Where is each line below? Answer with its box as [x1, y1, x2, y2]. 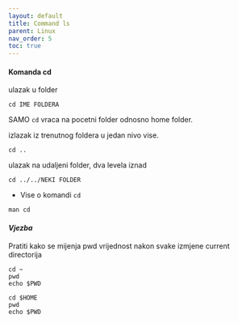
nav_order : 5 [8, 34, 52, 43]
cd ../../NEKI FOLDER [8, 176, 81, 185]
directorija [8, 249, 43, 259]
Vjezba [8, 223, 33, 232]
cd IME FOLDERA [8, 100, 60, 109]
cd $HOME [8, 293, 38, 302]
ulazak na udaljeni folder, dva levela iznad [8, 160, 148, 170]
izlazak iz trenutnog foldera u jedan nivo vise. [8, 130, 159, 140]
